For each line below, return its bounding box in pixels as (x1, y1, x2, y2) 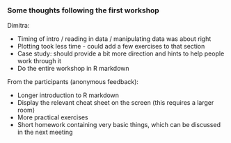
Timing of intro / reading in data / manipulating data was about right (17, 35, 212, 43)
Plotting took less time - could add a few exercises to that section (17, 42, 205, 51)
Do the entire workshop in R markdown (17, 65, 130, 73)
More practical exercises (17, 113, 88, 121)
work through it (17, 57, 61, 65)
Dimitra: (7, 22, 30, 30)
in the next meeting (17, 128, 73, 137)
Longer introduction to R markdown (17, 91, 120, 99)
